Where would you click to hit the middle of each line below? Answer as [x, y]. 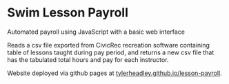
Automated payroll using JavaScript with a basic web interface [96, 32]
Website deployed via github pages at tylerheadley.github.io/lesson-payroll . [114, 73]
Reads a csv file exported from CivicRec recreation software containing [109, 45]
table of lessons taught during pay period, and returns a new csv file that [111, 52]
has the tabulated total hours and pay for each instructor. [88, 59]
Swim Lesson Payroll [68, 13]
